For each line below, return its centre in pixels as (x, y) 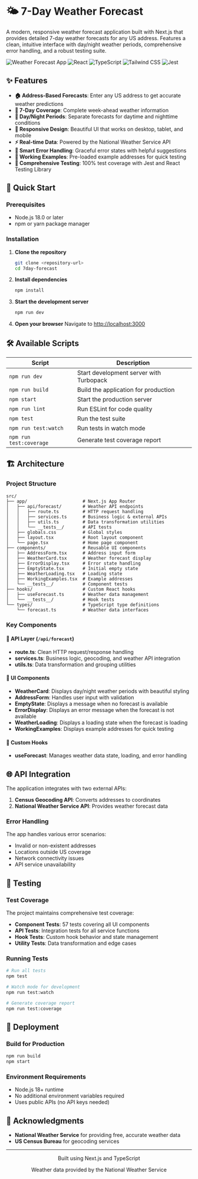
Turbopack (93, 380)
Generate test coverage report (119, 440)
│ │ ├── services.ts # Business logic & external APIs (87, 517)
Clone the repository (40, 252)
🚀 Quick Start (31, 188)
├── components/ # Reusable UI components (76, 548)
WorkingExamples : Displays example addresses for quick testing (94, 729)
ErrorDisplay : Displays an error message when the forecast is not (94, 710)
